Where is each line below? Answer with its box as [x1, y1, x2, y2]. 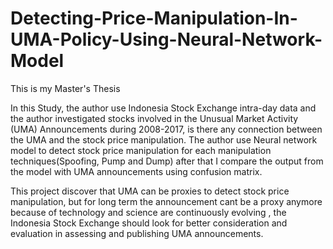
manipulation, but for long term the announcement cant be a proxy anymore [10, 195, 323, 207]
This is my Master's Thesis [10, 82, 121, 94]
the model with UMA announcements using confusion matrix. [10, 165, 263, 177]
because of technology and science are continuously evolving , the [10, 206, 287, 218]
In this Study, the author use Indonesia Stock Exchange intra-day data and [10, 102, 317, 114]
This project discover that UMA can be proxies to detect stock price [10, 185, 290, 197]
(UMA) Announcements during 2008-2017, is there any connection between [10, 123, 323, 135]
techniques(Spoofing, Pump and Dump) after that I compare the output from [10, 155, 324, 167]
